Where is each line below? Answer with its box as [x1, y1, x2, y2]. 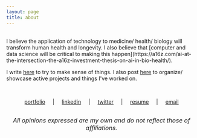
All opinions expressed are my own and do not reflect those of [13, 116, 190, 124]
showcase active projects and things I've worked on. [6, 75, 137, 82]
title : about [6, 14, 39, 20]
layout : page [6, 8, 39, 15]
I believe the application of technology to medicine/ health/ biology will [6, 37, 182, 45]
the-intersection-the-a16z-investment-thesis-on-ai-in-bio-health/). [6, 57, 173, 64]
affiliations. [85, 124, 118, 132]
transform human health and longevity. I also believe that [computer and [6, 43, 186, 51]
